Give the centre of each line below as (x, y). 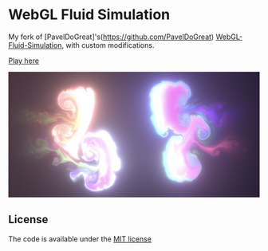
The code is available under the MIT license (80, 239)
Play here (24, 61)
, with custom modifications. (108, 45)
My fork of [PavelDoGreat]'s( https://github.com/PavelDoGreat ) (111, 37)
